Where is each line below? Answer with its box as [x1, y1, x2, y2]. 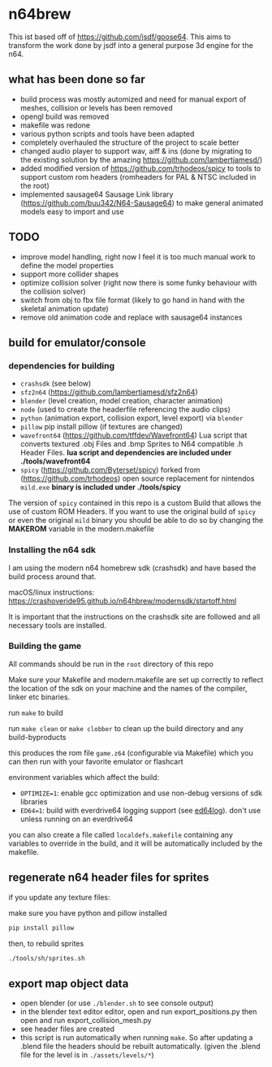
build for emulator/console [8, 335, 146, 350]
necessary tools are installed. [8, 620, 107, 630]
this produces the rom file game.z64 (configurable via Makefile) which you [8, 747, 253, 757]
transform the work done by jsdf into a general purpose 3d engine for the [8, 40, 253, 50]
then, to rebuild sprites [8, 939, 84, 948]
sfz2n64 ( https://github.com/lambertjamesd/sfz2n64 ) [19, 387, 198, 397]
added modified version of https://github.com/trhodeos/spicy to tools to [19, 163, 261, 173]
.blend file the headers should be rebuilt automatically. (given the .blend [19, 1042, 261, 1052]
